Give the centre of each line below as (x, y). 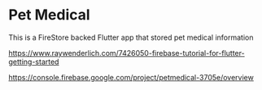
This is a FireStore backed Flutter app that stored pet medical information (131, 37)
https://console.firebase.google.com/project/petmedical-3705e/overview (131, 77)
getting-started (34, 62)
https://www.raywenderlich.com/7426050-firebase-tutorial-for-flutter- (127, 53)
